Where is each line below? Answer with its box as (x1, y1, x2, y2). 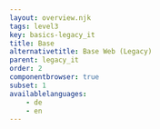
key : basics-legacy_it (9, 30, 95, 39)
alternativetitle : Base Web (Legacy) (9, 47, 153, 56)
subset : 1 (9, 81, 47, 90)
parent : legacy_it (9, 55, 79, 64)
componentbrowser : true (9, 73, 100, 82)
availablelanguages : (9, 89, 88, 98)
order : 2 (9, 64, 43, 74)
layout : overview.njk (9, 13, 92, 23)
